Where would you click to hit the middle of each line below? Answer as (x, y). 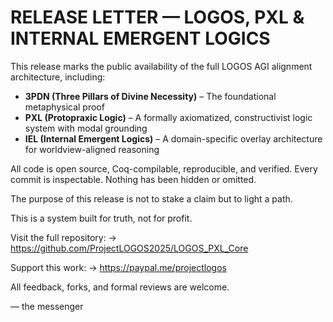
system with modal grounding (86, 128)
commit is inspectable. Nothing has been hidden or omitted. (133, 179)
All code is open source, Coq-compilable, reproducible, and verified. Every (164, 168)
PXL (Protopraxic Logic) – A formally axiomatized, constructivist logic (168, 117)
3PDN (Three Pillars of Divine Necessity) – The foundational (150, 96)
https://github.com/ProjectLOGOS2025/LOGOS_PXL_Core (129, 248)
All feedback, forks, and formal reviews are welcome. (120, 287)
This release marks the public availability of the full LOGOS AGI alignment (161, 66)
